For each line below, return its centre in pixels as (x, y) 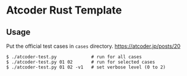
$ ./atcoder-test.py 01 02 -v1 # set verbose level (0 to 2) (86, 67)
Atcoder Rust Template (64, 10)
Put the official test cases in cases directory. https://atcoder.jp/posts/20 (93, 46)
